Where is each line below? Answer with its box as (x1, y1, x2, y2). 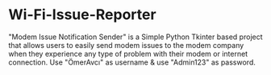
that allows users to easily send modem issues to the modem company (8, 40, 244, 49)
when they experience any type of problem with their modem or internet (8, 49, 248, 58)
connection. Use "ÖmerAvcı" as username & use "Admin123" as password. (8, 57, 256, 67)
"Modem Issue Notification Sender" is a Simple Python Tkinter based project (8, 32, 264, 41)
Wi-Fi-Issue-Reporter (8, 6, 156, 24)
